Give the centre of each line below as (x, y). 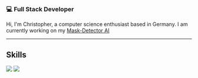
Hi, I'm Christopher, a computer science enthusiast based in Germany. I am (97, 24)
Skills (16, 55)
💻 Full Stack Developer (40, 9)
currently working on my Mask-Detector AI (58, 31)
